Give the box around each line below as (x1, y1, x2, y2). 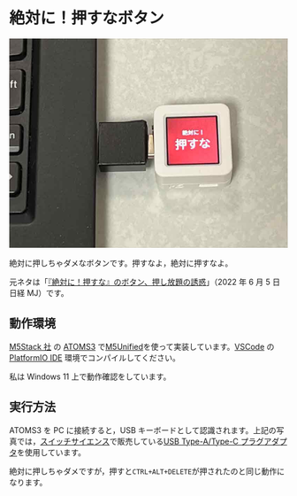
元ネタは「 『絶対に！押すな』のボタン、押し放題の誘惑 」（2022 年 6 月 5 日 (9, 276, 281, 287)
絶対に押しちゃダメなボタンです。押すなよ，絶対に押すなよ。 (9, 258, 233, 268)
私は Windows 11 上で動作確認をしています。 (9, 371, 171, 382)
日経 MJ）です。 (9, 287, 69, 298)
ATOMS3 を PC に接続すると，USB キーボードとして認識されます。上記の (9, 424, 277, 435)
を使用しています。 (17, 446, 87, 457)
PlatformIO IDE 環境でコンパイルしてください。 (9, 352, 181, 363)
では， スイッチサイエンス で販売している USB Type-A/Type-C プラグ (16, 436, 264, 446)
